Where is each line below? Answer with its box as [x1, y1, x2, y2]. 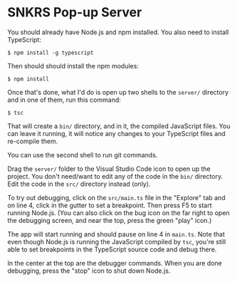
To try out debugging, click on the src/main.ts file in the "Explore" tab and [7, 193, 226, 202]
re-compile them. [7, 137, 58, 145]
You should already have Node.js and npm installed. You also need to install [7, 28, 229, 36]
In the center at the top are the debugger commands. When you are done [7, 258, 222, 267]
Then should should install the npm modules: [7, 61, 139, 70]
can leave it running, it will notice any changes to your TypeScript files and [7, 129, 226, 137]
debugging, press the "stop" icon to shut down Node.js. [7, 266, 171, 275]
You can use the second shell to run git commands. [7, 150, 158, 159]
